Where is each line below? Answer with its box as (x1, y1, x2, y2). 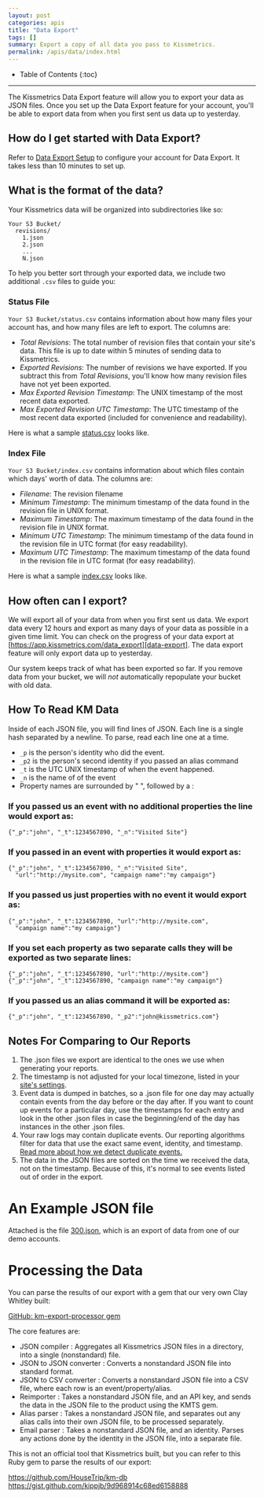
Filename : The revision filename (19, 489, 123, 499)
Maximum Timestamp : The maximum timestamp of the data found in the (19, 515, 254, 524)
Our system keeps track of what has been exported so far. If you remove (8, 664, 244, 673)
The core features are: (8, 1326, 81, 1336)
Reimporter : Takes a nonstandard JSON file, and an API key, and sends (19, 1392, 251, 1401)
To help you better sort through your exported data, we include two (8, 268, 226, 278)
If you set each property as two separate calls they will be (8, 942, 233, 953)
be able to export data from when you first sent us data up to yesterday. (8, 109, 241, 118)
